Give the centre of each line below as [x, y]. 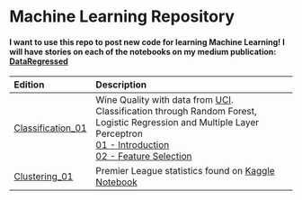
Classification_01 [50, 128]
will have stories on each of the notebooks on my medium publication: [143, 51]
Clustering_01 [44, 177]
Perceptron [120, 134]
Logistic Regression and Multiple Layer [178, 123]
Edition [29, 85]
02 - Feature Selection [144, 157]
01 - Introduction [133, 145]
